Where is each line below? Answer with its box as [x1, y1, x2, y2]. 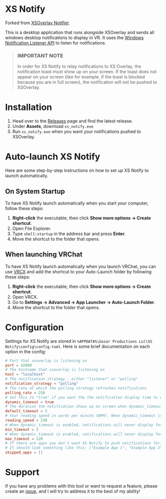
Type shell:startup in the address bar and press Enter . [12, 231, 126, 237]
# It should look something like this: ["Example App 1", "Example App [5, 446, 156, 451]
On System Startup [5, 187, 65, 196]
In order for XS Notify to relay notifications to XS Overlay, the [17, 63, 142, 70]
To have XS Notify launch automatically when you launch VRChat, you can [5, 263, 157, 269]
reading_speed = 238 [5, 418, 48, 423]
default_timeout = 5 [5, 409, 48, 414]
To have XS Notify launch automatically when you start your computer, [5, 200, 149, 206]
